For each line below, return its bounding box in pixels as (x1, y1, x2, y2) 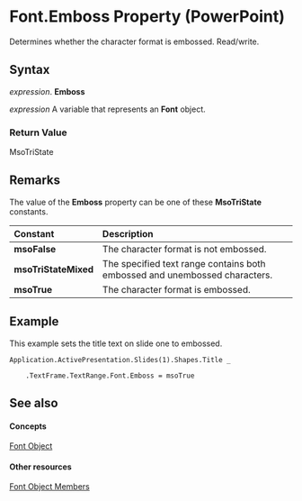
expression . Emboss (9, 86, 85, 96)
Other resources (9, 461, 72, 472)
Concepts (9, 421, 47, 432)
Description (102, 227, 155, 240)
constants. (9, 205, 49, 217)
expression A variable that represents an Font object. (9, 104, 207, 114)
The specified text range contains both (102, 257, 266, 269)
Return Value (9, 126, 67, 139)
